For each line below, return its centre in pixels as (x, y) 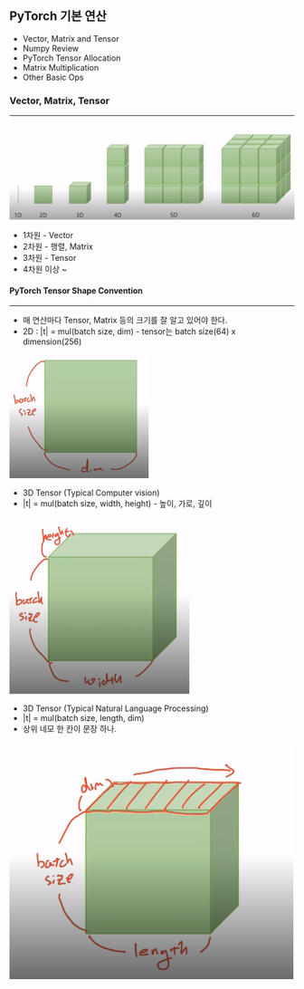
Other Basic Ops (53, 77)
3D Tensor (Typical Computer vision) (91, 493)
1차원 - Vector (48, 235)
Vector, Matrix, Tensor (60, 101)
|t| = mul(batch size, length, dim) (83, 718)
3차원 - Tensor (49, 257)
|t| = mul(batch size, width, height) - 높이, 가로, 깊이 (117, 504)
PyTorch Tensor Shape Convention (76, 290)
